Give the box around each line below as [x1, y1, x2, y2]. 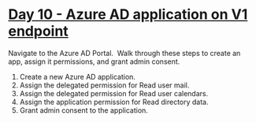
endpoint [8, 22, 69, 40]
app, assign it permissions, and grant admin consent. [8, 57, 180, 66]
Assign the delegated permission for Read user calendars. [19, 88, 209, 98]
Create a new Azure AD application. [19, 72, 136, 81]
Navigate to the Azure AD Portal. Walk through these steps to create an [8, 48, 241, 58]
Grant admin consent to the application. [19, 105, 148, 115]
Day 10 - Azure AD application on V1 [8, 6, 248, 24]
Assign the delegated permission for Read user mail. [19, 80, 190, 90]
